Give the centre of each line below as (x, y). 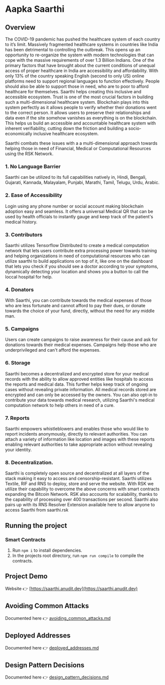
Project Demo (26, 576)
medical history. (21, 222)
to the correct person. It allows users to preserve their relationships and (78, 113)
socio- (135, 128)
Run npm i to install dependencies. (47, 550)
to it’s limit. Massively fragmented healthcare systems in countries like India (82, 44)
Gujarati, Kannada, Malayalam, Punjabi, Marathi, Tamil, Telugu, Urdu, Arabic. (82, 182)
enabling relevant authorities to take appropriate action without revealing (79, 444)
